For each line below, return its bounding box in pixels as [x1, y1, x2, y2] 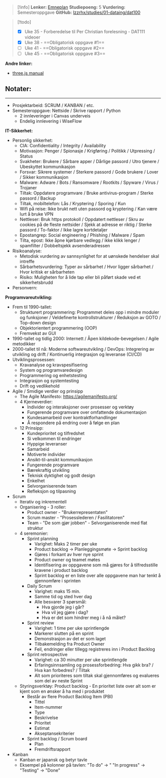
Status [19, 153, 33, 159]
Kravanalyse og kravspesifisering [19, 362, 88, 368]
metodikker [12, 341, 36, 347]
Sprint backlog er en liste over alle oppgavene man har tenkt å [34, 572, 161, 579]
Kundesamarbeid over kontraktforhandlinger [27, 415, 118, 421]
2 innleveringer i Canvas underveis [19, 113, 90, 119]
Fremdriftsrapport [34, 746, 71, 752]
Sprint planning [27, 536, 58, 542]
